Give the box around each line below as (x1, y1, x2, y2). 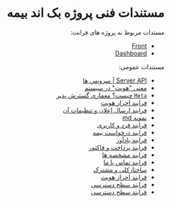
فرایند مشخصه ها (102, 150, 147, 159)
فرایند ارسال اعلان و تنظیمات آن (62, 106, 147, 114)
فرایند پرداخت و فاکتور (88, 143, 147, 151)
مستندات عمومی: (118, 62, 165, 71)
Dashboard (114, 49, 147, 57)
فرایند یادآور (116, 135, 147, 144)
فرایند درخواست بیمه (93, 128, 147, 136)
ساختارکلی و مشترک (93, 165, 147, 174)
